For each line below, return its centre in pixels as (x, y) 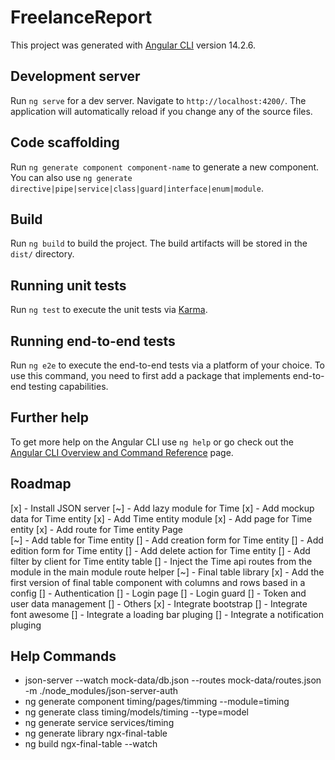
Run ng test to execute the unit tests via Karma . (109, 310)
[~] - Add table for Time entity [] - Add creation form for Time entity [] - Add (167, 540)
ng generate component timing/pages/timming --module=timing (157, 702)
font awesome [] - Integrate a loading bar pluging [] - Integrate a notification (167, 614)
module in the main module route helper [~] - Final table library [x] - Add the (167, 572)
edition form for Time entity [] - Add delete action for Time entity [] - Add (160, 550)
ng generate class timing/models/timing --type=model (136, 712)
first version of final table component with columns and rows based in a (158, 582)
